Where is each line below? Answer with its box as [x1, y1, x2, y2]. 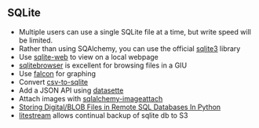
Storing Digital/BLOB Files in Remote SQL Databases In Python [18, 102, 221, 112]
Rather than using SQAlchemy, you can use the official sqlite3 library [18, 43, 241, 53]
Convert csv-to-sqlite [18, 77, 89, 86]
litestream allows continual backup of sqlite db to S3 [18, 110, 188, 120]
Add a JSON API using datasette [18, 86, 124, 95]
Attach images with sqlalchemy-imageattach [18, 93, 163, 103]
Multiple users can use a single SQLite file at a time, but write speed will [18, 27, 252, 36]
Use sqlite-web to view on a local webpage [18, 52, 159, 61]
